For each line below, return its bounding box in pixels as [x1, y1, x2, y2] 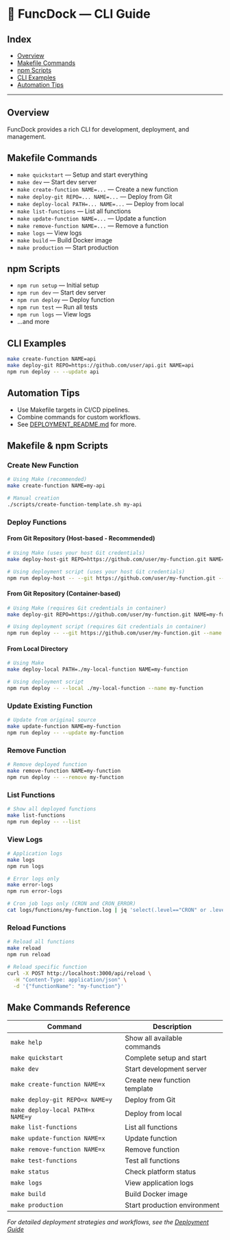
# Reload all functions [7, 939, 75, 945]
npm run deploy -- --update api [7, 369, 99, 375]
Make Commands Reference [7, 1002, 131, 1013]
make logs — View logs [16, 229, 82, 237]
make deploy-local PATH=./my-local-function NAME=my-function [7, 666, 188, 673]
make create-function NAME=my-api [7, 482, 106, 489]
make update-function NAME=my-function [7, 723, 121, 730]
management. [7, 132, 47, 140]
